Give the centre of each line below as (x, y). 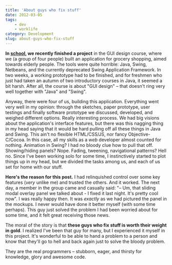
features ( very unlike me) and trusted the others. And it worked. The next (83, 182)
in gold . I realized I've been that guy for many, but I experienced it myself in (85, 230)
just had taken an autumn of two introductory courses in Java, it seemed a (84, 81)
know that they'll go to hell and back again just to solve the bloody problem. (85, 241)
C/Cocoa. (15, 140)
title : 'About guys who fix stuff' (43, 10)
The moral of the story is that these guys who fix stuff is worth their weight (86, 225)
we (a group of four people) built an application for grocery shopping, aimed (86, 59)
